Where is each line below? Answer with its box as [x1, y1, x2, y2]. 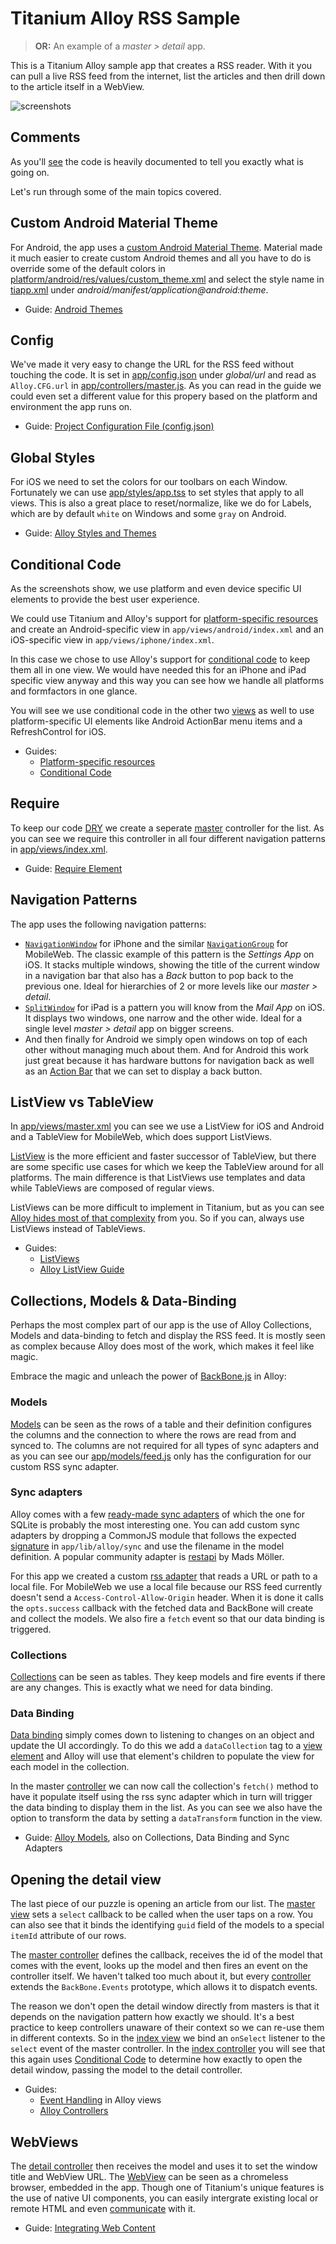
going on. [10, 166, 50, 178]
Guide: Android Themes [24, 303, 123, 315]
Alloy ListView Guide [39, 1263, 125, 1276]
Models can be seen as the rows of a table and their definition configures [10, 1418, 312, 1430]
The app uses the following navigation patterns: [10, 918, 207, 930]
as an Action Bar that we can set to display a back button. [24, 1065, 263, 1077]
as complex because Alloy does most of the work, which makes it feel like [10, 1340, 315, 1352]
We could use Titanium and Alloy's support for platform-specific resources [10, 613, 319, 624]
